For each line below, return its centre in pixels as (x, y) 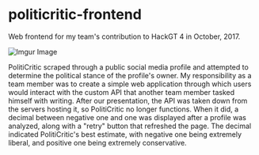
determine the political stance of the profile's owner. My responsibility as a (130, 75)
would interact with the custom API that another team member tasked (122, 92)
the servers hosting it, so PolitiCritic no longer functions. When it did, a (124, 109)
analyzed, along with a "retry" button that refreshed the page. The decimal (130, 126)
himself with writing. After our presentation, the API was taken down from (128, 100)
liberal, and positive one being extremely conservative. (98, 142)
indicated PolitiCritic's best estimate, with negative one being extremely (125, 134)
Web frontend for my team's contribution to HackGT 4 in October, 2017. (124, 36)
